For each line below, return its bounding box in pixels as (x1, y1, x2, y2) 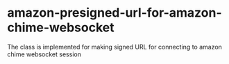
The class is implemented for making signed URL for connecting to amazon (7, 42, 222, 51)
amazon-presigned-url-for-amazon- (7, 5, 222, 21)
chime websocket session (7, 50, 82, 58)
